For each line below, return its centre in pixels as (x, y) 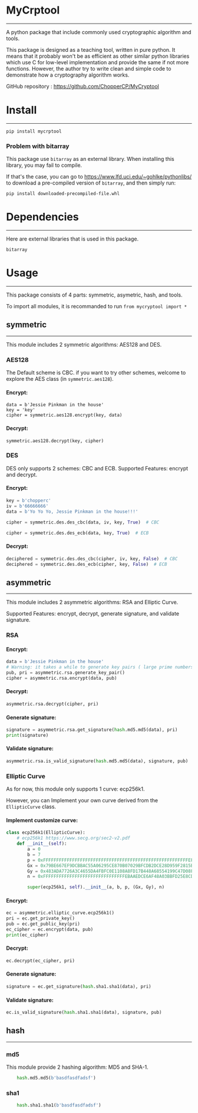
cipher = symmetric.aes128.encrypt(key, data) (64, 415)
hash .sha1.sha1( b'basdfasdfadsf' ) (59, 1105)
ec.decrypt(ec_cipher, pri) (41, 961)
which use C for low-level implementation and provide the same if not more (98, 62)
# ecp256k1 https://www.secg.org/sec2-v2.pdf (74, 838)
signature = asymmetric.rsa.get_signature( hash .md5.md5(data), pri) (92, 730)
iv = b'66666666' (27, 506)
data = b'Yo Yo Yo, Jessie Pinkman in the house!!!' (72, 511)
